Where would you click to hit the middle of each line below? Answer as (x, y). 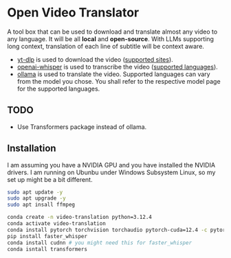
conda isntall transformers (47, 249)
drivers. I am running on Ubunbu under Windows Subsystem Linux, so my (111, 172)
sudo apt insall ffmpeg (41, 205)
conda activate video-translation (57, 224)
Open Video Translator (73, 13)
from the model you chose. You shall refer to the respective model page (119, 81)
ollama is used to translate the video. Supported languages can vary (114, 74)
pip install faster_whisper (47, 236)
